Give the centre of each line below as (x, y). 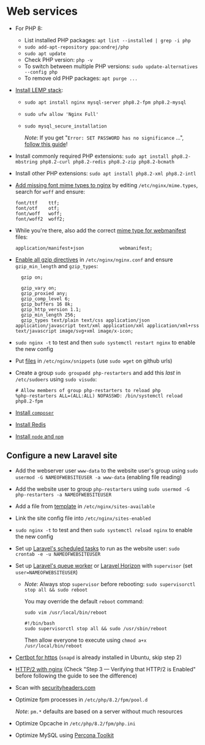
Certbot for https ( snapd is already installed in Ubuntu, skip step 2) (99, 657)
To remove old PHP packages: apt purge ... (81, 78)
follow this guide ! (46, 144)
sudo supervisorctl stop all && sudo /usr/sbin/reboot (95, 628)
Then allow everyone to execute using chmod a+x (85, 640)
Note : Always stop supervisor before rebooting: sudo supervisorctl (110, 584)
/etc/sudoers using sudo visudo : (56, 379)
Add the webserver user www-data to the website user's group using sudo (106, 470)
